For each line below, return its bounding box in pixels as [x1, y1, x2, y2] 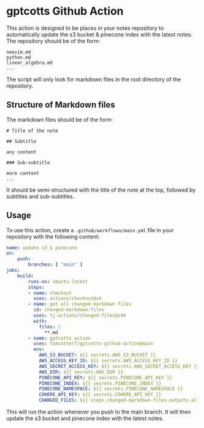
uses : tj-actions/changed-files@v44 [33, 312, 126, 319]
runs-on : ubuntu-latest [28, 278, 88, 285]
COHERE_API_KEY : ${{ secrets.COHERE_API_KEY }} [38, 392, 162, 398]
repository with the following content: [6, 233, 100, 240]
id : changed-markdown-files [33, 307, 104, 313]
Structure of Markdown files [6, 100, 115, 110]
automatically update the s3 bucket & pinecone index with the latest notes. [6, 30, 193, 38]
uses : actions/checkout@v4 [33, 295, 102, 302]
